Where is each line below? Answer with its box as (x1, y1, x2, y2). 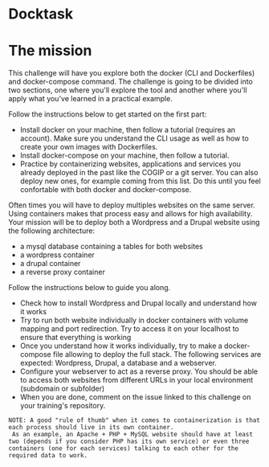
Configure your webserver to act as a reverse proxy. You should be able (19, 367, 259, 376)
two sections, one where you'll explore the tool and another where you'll (8, 85, 247, 95)
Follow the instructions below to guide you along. (8, 283, 171, 293)
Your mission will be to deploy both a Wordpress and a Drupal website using (8, 218, 260, 227)
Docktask (8, 5, 74, 23)
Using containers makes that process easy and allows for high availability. (8, 209, 253, 219)
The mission (8, 42, 92, 60)
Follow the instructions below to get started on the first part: (8, 109, 207, 119)
